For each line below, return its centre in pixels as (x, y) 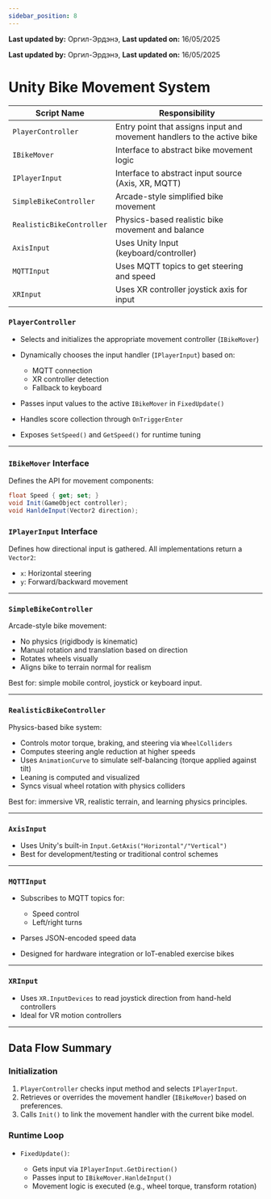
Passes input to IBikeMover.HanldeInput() (102, 1177)
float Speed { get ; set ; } (54, 496)
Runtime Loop (36, 1135)
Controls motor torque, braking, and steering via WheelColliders (126, 743)
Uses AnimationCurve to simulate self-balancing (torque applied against (138, 760)
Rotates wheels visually (59, 659)
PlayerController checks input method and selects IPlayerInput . (129, 1089)
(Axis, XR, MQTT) (148, 183)
